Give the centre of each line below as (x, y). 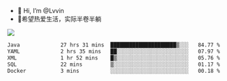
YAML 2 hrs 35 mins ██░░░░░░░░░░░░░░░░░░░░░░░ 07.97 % (113, 51)
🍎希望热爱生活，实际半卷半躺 (59, 19)
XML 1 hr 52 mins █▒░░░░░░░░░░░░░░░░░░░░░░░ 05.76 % (113, 58)
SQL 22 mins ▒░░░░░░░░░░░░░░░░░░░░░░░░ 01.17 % (113, 64)
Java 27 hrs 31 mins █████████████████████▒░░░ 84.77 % (113, 45)
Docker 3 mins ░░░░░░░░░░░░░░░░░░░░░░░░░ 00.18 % (113, 71)
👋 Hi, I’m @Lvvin (41, 11)
